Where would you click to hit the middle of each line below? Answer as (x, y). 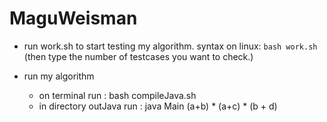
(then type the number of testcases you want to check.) (138, 56)
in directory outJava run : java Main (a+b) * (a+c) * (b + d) (158, 106)
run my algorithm (59, 76)
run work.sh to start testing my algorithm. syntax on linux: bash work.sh (170, 46)
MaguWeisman (73, 18)
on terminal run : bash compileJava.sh (117, 95)
